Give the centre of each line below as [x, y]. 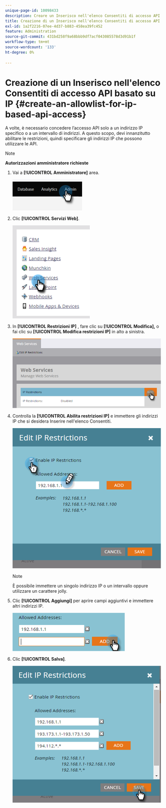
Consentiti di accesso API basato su [80, 93]
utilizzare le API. [21, 144]
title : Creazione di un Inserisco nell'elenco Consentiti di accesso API [83, 21]
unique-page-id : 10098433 [32, 10]
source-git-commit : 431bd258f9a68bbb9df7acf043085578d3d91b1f [70, 37]
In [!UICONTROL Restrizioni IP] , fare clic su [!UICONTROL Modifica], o [86, 326]
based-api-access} [46, 114]
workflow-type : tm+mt [27, 42]
